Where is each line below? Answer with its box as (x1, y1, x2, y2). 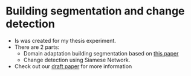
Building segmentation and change (5, 4, 185, 18)
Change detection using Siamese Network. (23, 56, 131, 63)
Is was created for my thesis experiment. (14, 37, 116, 44)
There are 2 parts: (14, 43, 60, 51)
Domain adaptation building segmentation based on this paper (23, 49, 179, 57)
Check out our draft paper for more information (14, 62, 132, 70)
